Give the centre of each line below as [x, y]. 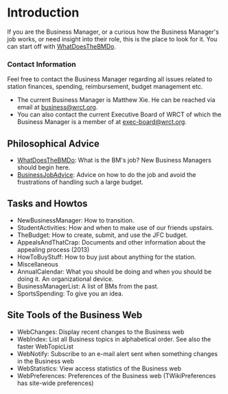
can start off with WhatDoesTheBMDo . [62, 46]
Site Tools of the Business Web [75, 315]
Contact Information [42, 64]
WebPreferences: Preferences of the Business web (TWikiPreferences [116, 375]
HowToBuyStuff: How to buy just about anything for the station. [106, 257]
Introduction [43, 13]
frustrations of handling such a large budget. [80, 182]
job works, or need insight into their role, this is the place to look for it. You [112, 39]
